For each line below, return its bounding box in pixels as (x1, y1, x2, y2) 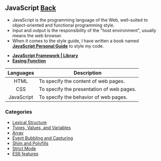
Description (73, 69, 102, 76)
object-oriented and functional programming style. (12, 22, 115, 28)
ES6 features (12, 151, 39, 157)
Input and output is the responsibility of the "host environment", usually (12, 27, 157, 33)
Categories (5, 108, 32, 115)
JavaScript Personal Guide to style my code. (12, 43, 104, 49)
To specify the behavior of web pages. (39, 93, 128, 100)
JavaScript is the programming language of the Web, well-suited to (12, 17, 148, 23)
